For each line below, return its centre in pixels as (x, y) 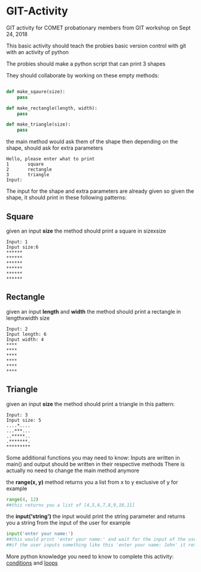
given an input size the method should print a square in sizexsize (86, 231)
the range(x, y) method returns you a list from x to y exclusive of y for (92, 482)
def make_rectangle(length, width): (52, 108)
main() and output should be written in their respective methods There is (95, 464)
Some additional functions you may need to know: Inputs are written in (93, 457)
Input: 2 (17, 329)
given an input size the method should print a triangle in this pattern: (91, 404)
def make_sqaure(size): (36, 91)
